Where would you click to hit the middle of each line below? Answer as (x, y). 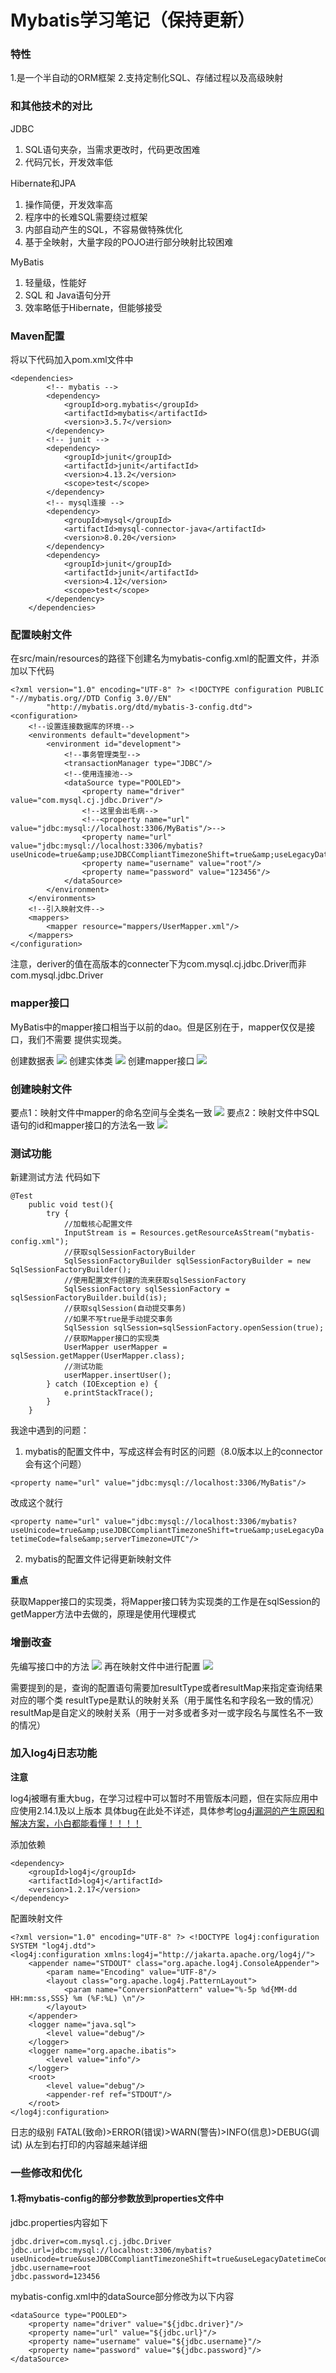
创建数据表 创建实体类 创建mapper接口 (102, 1060)
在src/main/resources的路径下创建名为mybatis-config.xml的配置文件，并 (160, 658)
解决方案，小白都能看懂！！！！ (76, 1823)
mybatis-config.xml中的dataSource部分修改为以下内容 (122, 2296)
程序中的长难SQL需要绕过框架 (86, 217)
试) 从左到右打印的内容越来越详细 (79, 2144)
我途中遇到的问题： (50, 1430)
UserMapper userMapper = (115, 1347)
